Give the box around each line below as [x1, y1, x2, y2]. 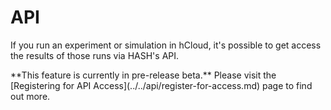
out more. [10, 90, 51, 102]
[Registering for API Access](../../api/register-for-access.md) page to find [10, 79, 313, 91]
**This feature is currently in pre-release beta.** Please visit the [10, 69, 277, 81]
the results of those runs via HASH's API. [10, 49, 180, 61]
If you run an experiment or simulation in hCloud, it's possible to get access [10, 39, 322, 51]
